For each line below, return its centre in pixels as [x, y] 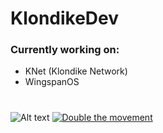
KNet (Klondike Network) [76, 71]
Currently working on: [65, 50]
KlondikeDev [65, 18]
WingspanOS [52, 82]
